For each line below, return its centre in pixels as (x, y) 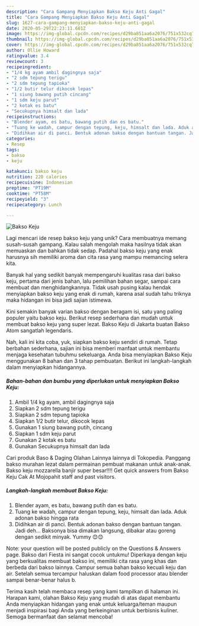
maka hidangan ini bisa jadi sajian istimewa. (59, 300)
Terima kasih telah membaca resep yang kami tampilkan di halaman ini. (93, 592)
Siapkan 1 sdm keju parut (45, 434)
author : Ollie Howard (33, 50)
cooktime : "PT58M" (29, 194)
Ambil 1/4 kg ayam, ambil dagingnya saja (64, 402)
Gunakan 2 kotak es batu (45, 440)
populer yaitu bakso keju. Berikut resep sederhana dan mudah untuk (90, 318)
